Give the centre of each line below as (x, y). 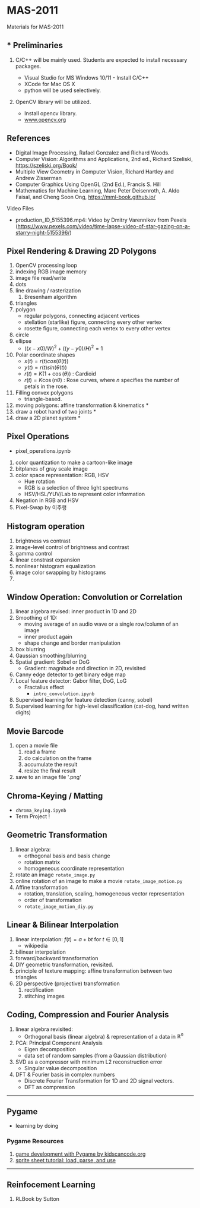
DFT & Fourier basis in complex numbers (65, 1075)
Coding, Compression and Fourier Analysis (88, 1015)
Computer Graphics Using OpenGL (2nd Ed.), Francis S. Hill (88, 184)
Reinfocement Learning (51, 1185)
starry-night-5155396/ (42, 232)
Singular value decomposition (61, 1068)
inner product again (48, 637)
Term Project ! (33, 816)
